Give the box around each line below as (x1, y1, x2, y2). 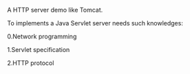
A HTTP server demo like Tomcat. (7, 6, 103, 14)
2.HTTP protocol (7, 59, 54, 67)
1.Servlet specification (7, 46, 70, 53)
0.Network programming (7, 32, 77, 40)
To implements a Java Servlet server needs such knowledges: (7, 19, 184, 27)
